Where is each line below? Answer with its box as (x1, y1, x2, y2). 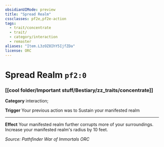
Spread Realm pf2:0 (5, 69, 87, 80)
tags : (5, 21, 16, 26)
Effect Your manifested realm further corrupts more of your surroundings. (5, 121, 154, 127)
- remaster (9, 39, 32, 44)
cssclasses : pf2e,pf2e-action (5, 16, 67, 21)
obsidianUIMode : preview (5, 7, 56, 12)
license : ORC (5, 48, 32, 53)
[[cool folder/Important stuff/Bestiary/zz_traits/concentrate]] (5, 87, 153, 94)
